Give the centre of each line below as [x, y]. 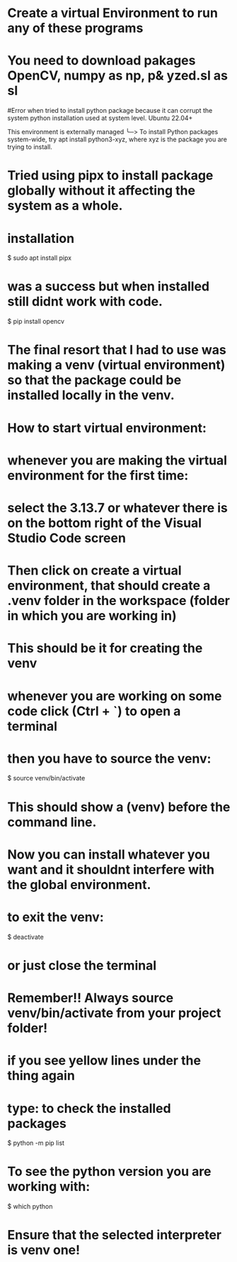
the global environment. [79, 885]
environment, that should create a [109, 586]
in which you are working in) [92, 616]
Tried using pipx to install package [110, 176]
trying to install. [30, 147]
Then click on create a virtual [94, 571]
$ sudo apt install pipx [40, 258]
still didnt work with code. [85, 301]
